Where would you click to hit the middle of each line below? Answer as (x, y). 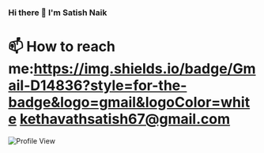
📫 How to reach (62, 47)
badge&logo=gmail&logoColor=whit (129, 103)
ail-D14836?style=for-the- (98, 86)
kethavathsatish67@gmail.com (125, 119)
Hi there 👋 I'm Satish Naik (58, 13)
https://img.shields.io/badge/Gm (145, 69)
